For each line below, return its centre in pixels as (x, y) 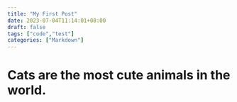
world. (27, 90)
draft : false (27, 27)
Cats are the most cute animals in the (119, 75)
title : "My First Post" (43, 14)
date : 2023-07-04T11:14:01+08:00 (57, 21)
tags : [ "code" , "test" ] (41, 34)
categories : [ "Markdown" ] (45, 40)
